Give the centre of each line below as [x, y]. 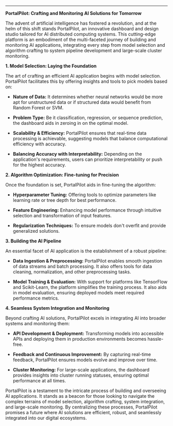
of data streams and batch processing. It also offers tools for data [82, 266]
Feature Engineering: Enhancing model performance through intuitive [87, 210]
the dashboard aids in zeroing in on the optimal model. [71, 123]
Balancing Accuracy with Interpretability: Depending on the [77, 154]
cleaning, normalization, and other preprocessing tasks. [72, 272]
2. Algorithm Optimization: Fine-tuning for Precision [62, 175]
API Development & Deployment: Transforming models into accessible [88, 334]
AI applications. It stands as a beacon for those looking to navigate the [80, 396]
